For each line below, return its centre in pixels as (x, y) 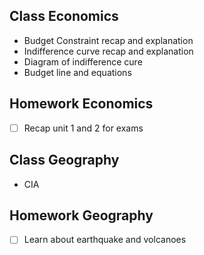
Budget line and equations (77, 72)
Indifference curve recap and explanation (108, 51)
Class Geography (64, 160)
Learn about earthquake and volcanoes (105, 240)
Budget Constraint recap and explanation (108, 40)
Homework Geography (81, 215)
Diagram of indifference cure (83, 61)
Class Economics (64, 16)
